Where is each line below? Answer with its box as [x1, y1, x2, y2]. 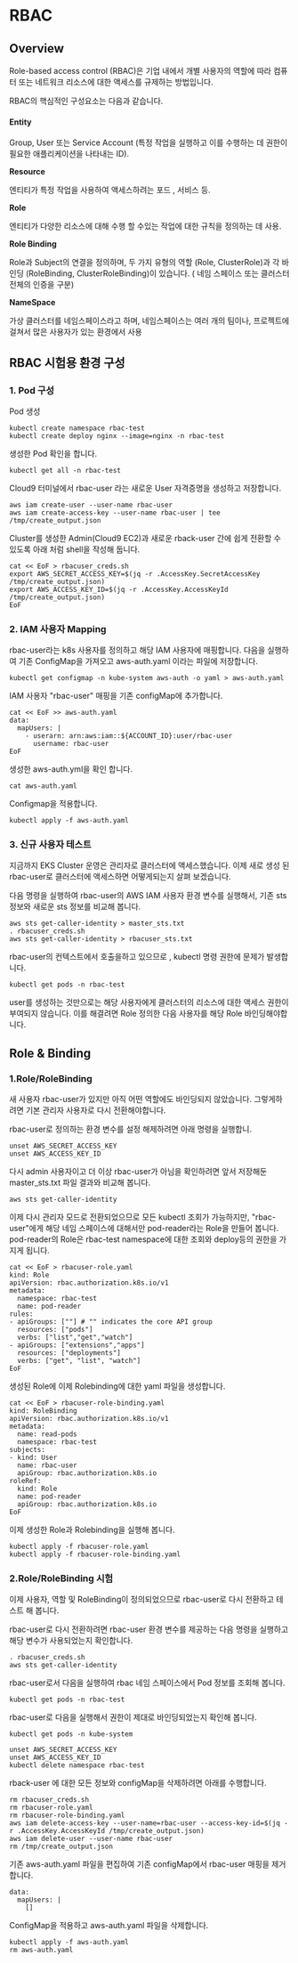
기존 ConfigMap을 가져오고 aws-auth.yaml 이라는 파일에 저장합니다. [18, 656, 258, 667]
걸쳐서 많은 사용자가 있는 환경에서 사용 [9, 327, 142, 337]
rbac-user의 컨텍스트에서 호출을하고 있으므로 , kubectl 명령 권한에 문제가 [9, 952, 265, 962]
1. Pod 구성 [9, 384, 55, 396]
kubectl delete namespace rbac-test [9, 1761, 145, 1770]
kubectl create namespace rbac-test [9, 424, 145, 433]
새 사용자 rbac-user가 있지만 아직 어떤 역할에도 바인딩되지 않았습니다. [9, 1094, 253, 1105]
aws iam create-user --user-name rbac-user [9, 500, 173, 509]
